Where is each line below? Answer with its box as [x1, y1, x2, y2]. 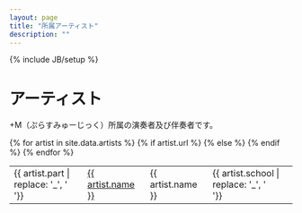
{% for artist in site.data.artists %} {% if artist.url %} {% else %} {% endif [9, 138, 280, 149]
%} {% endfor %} [9, 147, 75, 158]
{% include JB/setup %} [9, 55, 99, 65]
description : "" [9, 30, 70, 38]
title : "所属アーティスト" [9, 21, 99, 30]
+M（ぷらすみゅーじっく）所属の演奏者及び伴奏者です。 [9, 120, 218, 131]
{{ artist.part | [13, 167, 70, 180]
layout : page [9, 13, 58, 22]
